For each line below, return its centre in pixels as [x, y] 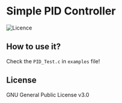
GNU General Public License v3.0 [48, 95]
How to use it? [34, 47]
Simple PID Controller [61, 11]
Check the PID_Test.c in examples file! [53, 61]
